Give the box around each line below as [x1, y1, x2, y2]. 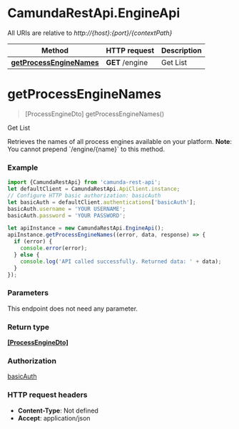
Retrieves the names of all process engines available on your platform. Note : [7, 137, 233, 145]
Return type [7, 322, 50, 332]
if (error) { [14, 238, 53, 245]
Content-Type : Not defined [17, 406, 98, 415]
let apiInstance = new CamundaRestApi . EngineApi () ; [7, 224, 164, 232]
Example [7, 162, 39, 172]
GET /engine [106, 57, 148, 67]
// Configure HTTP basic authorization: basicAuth [7, 192, 161, 199]
